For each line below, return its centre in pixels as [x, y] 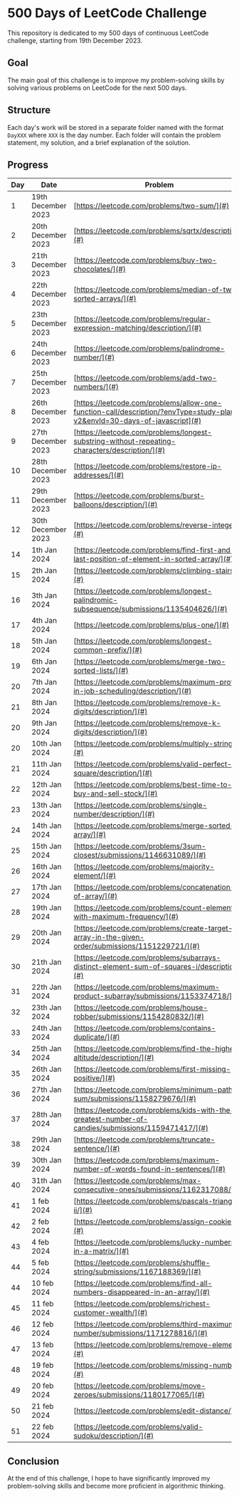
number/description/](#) [114, 814]
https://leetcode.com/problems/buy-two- [146, 260]
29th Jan [47, 1140]
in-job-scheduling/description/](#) [133, 691]
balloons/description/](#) [116, 504]
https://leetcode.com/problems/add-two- [146, 378]
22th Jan [47, 988]
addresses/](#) [99, 475]
